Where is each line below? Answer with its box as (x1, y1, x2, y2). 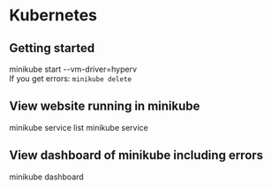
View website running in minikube (9, 99, 200, 114)
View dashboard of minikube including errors (9, 147, 263, 163)
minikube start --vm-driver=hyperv (9, 64, 137, 74)
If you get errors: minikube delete (9, 73, 132, 84)
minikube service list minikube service (9, 122, 148, 132)
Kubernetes (9, 5, 98, 26)
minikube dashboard (9, 171, 84, 182)
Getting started (9, 41, 95, 56)
